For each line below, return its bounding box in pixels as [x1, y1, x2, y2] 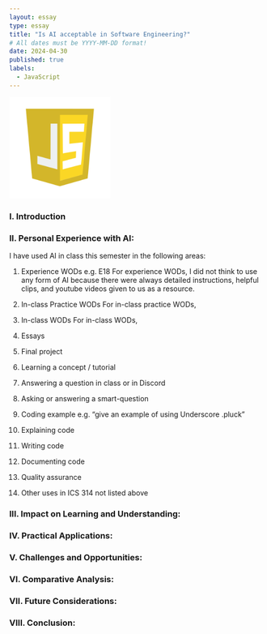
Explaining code [20, 425, 75, 435]
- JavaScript [16, 73, 61, 81]
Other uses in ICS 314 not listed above [20, 487, 149, 498]
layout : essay [9, 13, 57, 21]
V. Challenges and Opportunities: [9, 551, 142, 563]
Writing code [20, 440, 64, 450]
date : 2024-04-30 [9, 47, 68, 56]
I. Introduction [9, 211, 66, 222]
